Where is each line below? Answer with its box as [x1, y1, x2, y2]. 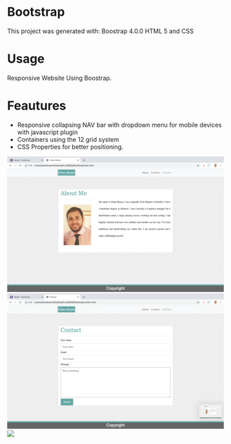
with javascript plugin [16, 128, 78, 136]
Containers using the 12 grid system [16, 135, 120, 143]
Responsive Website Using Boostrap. [7, 74, 112, 82]
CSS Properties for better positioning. [16, 142, 124, 151]
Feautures [7, 98, 67, 114]
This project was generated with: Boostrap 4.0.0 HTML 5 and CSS [7, 27, 194, 35]
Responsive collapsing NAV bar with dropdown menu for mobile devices [16, 120, 222, 129]
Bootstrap [7, 4, 65, 20]
